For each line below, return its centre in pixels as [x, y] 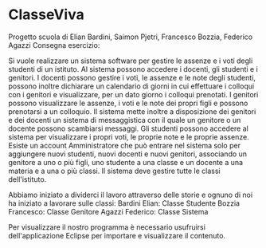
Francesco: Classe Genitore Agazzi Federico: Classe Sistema [108, 211]
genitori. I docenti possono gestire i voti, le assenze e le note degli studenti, [132, 77]
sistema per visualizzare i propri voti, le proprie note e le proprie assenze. [129, 136]
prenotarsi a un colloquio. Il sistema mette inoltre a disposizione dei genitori [132, 111]
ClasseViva [47, 15]
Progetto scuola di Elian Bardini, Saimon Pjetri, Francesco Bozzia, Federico [131, 37]
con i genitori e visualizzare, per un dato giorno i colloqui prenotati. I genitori [133, 94]
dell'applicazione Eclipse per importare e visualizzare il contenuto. [117, 235]
